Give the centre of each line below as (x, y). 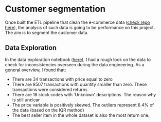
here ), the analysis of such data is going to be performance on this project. (80, 27)
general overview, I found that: (36, 70)
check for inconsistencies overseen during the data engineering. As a (75, 64)
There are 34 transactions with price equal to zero (62, 79)
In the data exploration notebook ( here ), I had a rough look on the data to (78, 60)
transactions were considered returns (50, 89)
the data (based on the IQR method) (48, 110)
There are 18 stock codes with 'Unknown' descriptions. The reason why (84, 94)
